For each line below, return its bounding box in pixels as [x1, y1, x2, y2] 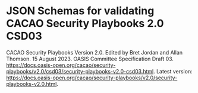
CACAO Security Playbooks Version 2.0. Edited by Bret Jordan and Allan [6, 49, 183, 56]
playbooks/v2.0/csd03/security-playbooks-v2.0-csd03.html [6, 68, 154, 75]
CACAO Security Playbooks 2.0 [6, 17, 164, 30]
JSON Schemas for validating [6, 4, 155, 18]
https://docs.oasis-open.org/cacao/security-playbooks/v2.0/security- [6, 74, 178, 81]
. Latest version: [153, 68, 193, 75]
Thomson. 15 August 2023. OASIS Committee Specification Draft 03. [6, 55, 174, 62]
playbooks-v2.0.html [6, 80, 57, 87]
